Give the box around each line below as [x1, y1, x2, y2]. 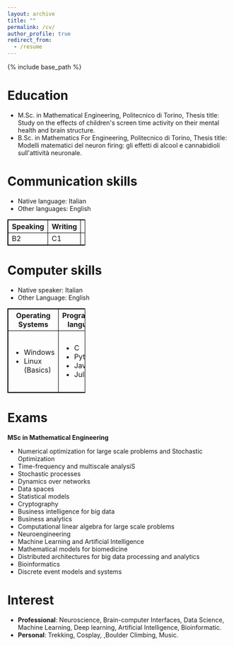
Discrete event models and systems [17, 567, 122, 576]
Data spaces [17, 484, 54, 493]
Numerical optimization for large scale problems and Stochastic [17, 447, 203, 455]
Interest [7, 592, 54, 608]
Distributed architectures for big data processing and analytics [17, 552, 200, 560]
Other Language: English [17, 293, 90, 302]
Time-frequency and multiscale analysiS [17, 462, 136, 470]
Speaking [11, 221, 45, 231]
